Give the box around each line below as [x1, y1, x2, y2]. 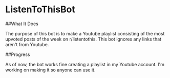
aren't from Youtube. [5, 41, 49, 47]
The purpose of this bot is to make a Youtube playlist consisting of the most [5, 30, 165, 36]
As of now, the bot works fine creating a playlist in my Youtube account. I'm [5, 61, 165, 67]
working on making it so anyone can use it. [5, 67, 96, 73]
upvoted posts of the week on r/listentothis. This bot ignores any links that [5, 36, 162, 42]
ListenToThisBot [5, 4, 76, 15]
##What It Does [5, 21, 38, 27]
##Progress [5, 51, 30, 57]
